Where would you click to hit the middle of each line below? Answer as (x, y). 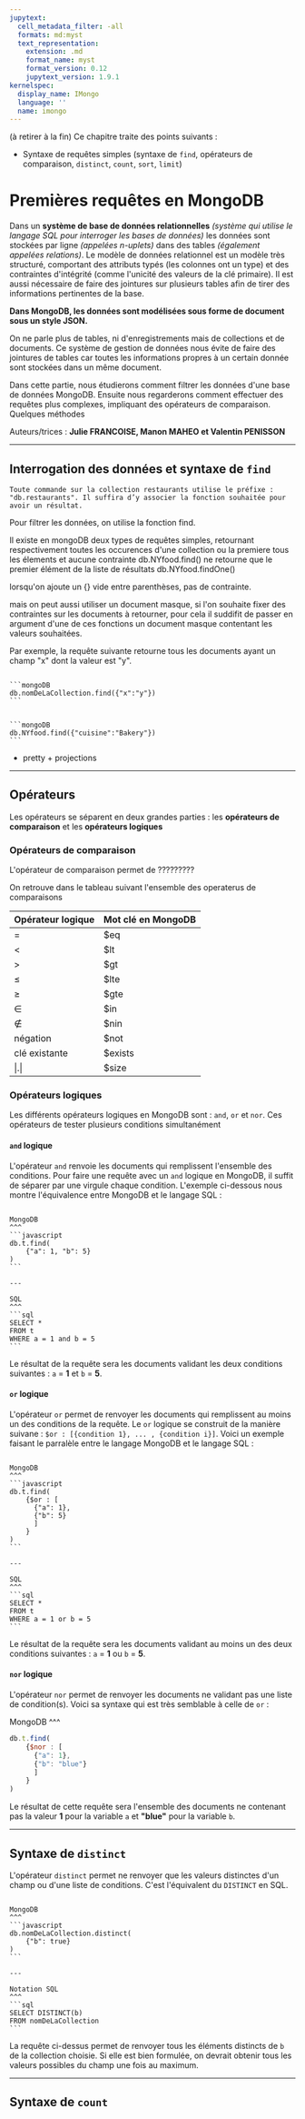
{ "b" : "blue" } (60, 1764)
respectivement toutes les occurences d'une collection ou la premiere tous (149, 550)
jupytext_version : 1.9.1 (73, 77)
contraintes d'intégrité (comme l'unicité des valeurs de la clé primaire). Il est (152, 275)
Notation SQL (34, 1989)
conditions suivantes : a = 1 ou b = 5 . (78, 1653)
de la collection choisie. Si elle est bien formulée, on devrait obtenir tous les (151, 2055)
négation (33, 1039)
